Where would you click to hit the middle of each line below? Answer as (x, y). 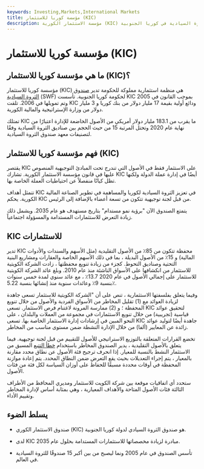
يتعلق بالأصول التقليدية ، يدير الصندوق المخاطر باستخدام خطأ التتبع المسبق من (94, 345)
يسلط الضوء (27, 415)
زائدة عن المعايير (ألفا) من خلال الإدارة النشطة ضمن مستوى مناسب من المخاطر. (97, 327)
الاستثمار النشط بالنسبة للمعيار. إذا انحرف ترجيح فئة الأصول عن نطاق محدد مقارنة (98, 352)
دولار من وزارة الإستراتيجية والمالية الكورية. (55, 109)
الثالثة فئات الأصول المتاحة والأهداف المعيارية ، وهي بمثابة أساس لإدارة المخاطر (95, 389)
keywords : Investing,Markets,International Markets (73, 12)
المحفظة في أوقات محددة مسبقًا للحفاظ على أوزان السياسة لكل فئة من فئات (94, 364)
